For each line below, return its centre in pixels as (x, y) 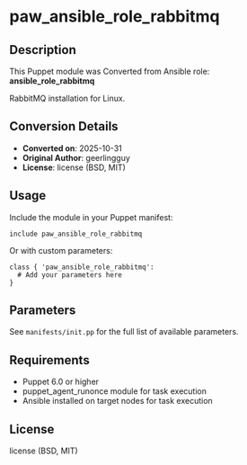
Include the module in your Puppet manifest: (91, 217)
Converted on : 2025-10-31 (72, 148)
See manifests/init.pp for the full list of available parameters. (124, 332)
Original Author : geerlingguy (76, 157)
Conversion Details (64, 126)
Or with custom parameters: (61, 250)
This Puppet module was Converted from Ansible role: (110, 71)
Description (43, 50)
